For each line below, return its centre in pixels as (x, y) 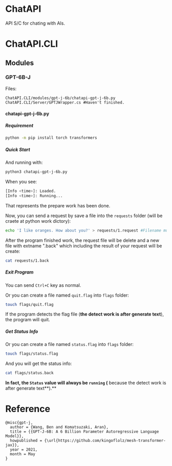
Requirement (19, 125)
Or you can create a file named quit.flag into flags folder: (67, 295)
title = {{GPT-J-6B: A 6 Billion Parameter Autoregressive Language (84, 432)
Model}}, (15, 436)
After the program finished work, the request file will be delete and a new (82, 240)
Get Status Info (22, 332)
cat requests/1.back (27, 260)
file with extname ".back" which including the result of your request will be (84, 246)
